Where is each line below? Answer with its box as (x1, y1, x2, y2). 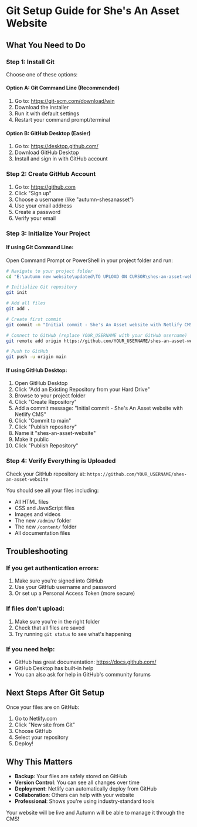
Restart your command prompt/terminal (14, 116, 110, 123)
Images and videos (14, 510, 61, 518)
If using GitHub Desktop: (6, 366, 67, 374)
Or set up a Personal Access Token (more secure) (14, 590, 135, 597)
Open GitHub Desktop (14, 380, 68, 387)
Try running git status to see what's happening (14, 630, 132, 637)
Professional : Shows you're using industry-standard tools (14, 798, 155, 805)
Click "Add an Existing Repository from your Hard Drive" (14, 386, 151, 393)
